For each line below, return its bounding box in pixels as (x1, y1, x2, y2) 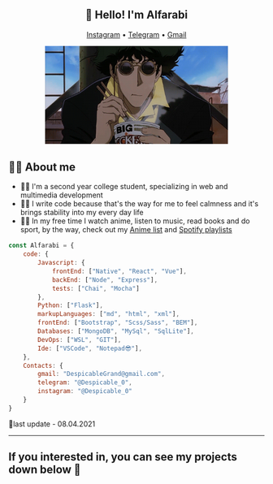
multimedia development (19, 190, 103, 200)
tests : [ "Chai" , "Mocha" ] (51, 284, 140, 292)
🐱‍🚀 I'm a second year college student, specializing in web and (19, 182, 228, 192)
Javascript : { (37, 259, 85, 267)
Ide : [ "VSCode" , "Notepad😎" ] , (37, 344, 143, 352)
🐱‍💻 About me (8, 160, 76, 174)
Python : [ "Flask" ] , (37, 301, 104, 309)
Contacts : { (23, 361, 63, 369)
